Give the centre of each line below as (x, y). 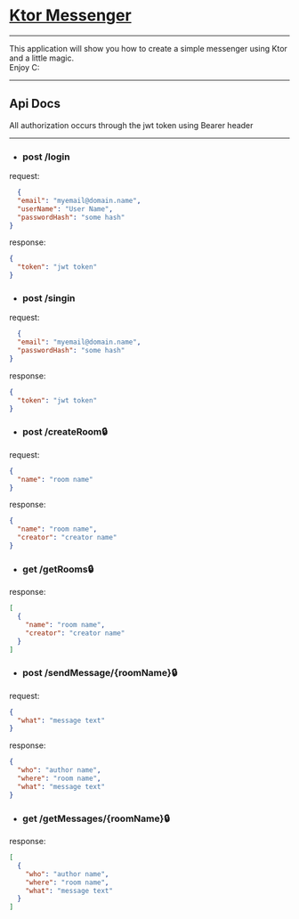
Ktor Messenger (70, 16)
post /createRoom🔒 (65, 432)
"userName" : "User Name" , (65, 209)
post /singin (48, 297)
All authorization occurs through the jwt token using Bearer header (131, 125)
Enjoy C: (24, 67)
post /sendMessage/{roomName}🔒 (100, 673)
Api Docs (35, 104)
